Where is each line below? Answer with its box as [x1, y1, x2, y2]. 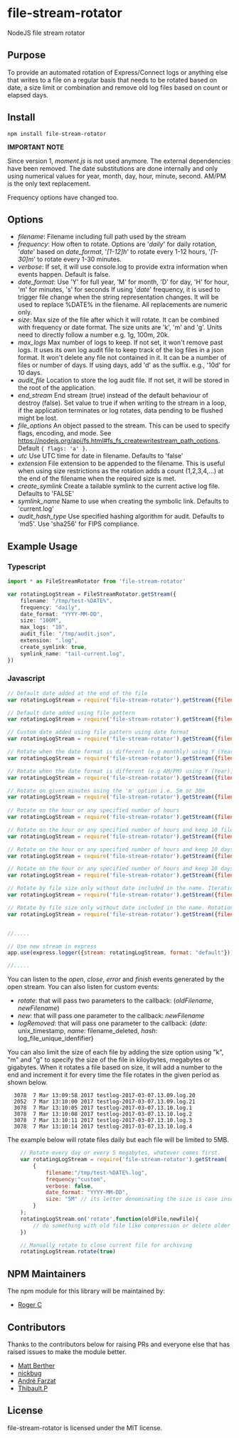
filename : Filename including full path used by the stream [17, 233, 186, 241]
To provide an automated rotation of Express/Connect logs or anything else [7, 68, 228, 76]
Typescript [7, 561, 46, 571]
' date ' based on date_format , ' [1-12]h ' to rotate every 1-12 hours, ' [17, 248, 211, 256]
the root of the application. [17, 384, 96, 392]
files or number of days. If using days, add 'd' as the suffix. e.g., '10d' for [17, 361, 231, 369]
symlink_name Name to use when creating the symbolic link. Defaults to [17, 497, 229, 506]
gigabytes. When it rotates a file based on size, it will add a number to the [7, 1063, 223, 1072]
